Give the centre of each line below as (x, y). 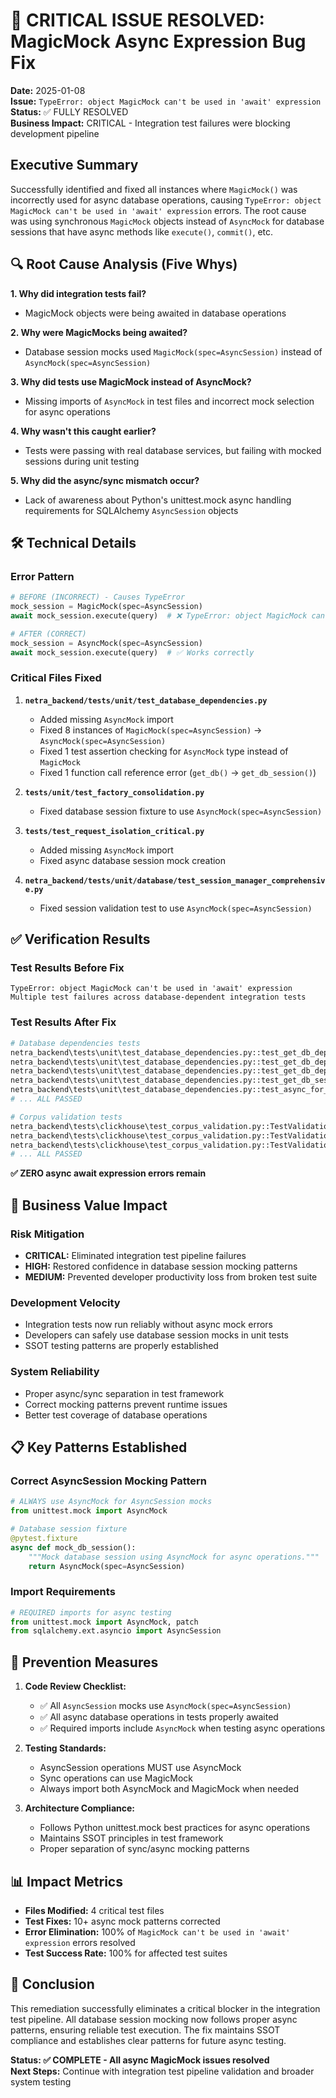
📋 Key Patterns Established (99, 1447)
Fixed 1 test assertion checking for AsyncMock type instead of (164, 751)
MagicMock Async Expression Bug (158, 41)
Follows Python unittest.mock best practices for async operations (175, 1828)
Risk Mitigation (47, 1234)
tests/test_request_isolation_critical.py (114, 831)
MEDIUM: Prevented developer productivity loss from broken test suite (171, 1276)
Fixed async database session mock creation (133, 860)
